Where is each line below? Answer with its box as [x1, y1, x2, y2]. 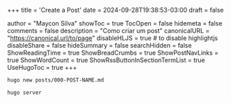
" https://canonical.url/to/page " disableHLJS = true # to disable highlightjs [7, 34, 218, 42]
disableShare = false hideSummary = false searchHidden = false [7, 41, 192, 49]
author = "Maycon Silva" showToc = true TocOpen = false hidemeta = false [7, 19, 223, 27]
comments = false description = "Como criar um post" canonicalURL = [7, 27, 210, 35]
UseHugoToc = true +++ [7, 64, 78, 71]
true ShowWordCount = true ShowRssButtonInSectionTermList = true [7, 56, 205, 64]
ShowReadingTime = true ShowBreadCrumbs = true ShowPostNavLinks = [7, 48, 219, 57]
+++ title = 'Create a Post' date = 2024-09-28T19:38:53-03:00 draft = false [7, 6, 224, 14]
